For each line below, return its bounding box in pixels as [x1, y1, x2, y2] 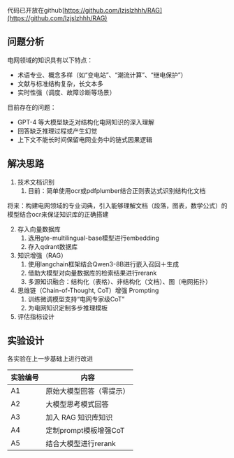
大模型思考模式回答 [45, 399, 110, 409]
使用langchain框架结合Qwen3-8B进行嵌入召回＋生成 [27, 259, 180, 268]
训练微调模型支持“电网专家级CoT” [27, 294, 125, 303]
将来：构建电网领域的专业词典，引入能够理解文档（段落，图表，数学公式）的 [7, 201, 228, 210]
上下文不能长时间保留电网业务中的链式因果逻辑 [17, 135, 152, 143]
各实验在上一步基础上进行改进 [7, 355, 93, 363]
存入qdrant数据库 [27, 242, 78, 250]
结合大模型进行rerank [45, 439, 117, 449]
